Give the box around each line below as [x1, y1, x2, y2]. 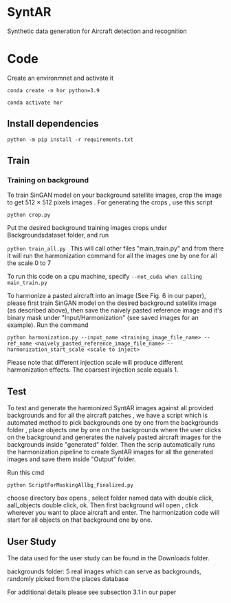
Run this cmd [7, 469, 45, 477]
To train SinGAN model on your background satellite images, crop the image [7, 191, 222, 200]
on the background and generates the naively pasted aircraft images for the [7, 433, 221, 441]
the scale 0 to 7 [7, 259, 52, 267]
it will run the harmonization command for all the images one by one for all [7, 252, 218, 260]
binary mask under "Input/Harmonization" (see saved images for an [7, 314, 199, 322]
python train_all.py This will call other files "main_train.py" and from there [7, 244, 224, 253]
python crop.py [7, 211, 51, 219]
